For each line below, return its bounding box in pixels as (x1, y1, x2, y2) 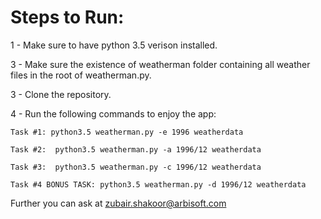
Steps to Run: (10, 6, 125, 29)
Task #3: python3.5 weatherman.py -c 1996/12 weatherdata (10, 162, 262, 172)
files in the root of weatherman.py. (10, 69, 152, 81)
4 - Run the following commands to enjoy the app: (10, 107, 217, 120)
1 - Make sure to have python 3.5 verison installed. (10, 39, 218, 51)
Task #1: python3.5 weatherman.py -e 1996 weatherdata (10, 127, 244, 137)
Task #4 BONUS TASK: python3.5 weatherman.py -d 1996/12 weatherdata (10, 179, 307, 190)
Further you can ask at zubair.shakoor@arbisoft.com (10, 197, 227, 209)
